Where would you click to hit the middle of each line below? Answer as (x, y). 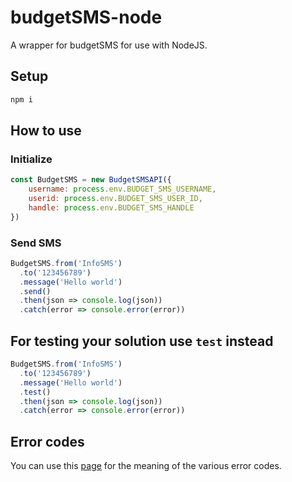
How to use (46, 131)
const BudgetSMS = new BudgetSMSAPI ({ (91, 180)
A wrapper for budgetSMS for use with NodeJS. (109, 45)
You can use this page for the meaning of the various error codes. (146, 466)
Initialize (31, 159)
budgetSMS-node (86, 17)
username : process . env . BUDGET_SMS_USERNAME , (122, 189)
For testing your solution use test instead (142, 341)
